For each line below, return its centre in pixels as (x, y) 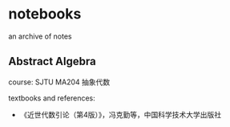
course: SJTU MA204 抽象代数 (59, 82)
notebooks (45, 14)
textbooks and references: (52, 98)
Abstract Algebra (52, 61)
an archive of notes (40, 36)
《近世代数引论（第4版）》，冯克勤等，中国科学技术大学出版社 (121, 114)
